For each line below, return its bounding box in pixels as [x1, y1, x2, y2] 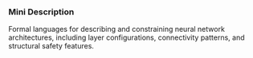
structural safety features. [8, 41, 95, 51]
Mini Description [8, 6, 75, 17]
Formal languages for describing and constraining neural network [8, 25, 225, 34]
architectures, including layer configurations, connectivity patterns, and [8, 33, 245, 42]
